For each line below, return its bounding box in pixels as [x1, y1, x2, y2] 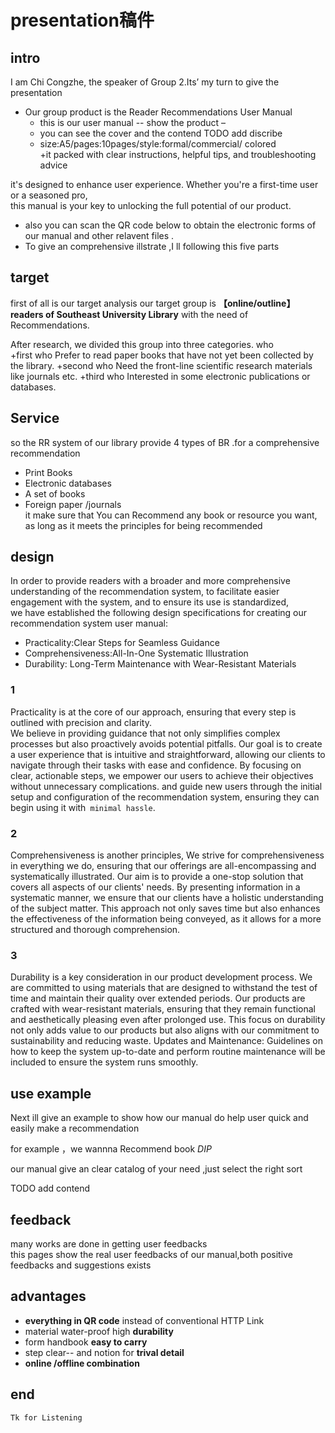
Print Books [24, 466, 73, 478]
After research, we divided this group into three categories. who [10, 338, 274, 350]
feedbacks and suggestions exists [10, 1259, 152, 1271]
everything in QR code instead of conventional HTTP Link [24, 1314, 265, 1326]
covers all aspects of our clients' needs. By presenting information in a [10, 881, 301, 893]
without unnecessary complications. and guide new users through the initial [10, 780, 323, 792]
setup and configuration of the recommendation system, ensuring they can [10, 791, 320, 803]
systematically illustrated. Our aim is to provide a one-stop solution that [10, 871, 304, 883]
